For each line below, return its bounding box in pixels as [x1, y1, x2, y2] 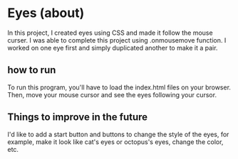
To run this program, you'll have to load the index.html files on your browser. [7, 83, 232, 92]
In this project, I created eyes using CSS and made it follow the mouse [7, 28, 213, 37]
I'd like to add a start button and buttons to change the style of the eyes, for [7, 130, 229, 138]
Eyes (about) [7, 5, 85, 21]
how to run [7, 64, 56, 76]
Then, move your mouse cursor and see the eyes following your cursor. [7, 90, 217, 99]
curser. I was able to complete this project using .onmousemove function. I [7, 35, 227, 44]
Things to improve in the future [7, 111, 148, 124]
